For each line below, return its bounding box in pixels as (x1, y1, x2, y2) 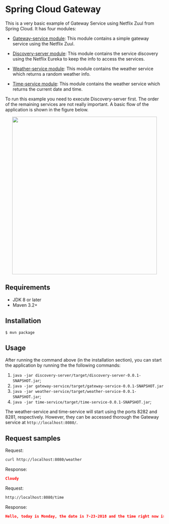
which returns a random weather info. (12, 71, 91, 77)
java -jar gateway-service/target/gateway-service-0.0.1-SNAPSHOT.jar (12, 384, 164, 389)
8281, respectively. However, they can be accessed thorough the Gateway (5, 414, 159, 420)
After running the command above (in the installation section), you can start (5, 357, 162, 363)
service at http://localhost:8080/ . (5, 420, 78, 426)
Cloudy (5, 476, 19, 481)
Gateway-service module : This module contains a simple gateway (12, 35, 149, 41)
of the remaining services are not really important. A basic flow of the (5, 101, 149, 107)
